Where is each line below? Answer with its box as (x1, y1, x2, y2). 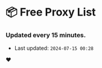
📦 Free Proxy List (5, 5, 96, 19)
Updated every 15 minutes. (5, 31, 86, 40)
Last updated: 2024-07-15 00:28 (14, 45, 94, 52)
